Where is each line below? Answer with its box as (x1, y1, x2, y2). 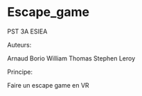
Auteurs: (7, 40, 32, 49)
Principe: (7, 67, 33, 76)
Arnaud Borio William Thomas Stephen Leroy (7, 54, 136, 63)
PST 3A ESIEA (7, 27, 48, 35)
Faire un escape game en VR (7, 81, 89, 89)
